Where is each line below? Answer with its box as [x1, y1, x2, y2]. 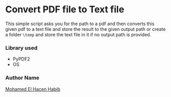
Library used [5, 44, 37, 51]
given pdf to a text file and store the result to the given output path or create [5, 26, 166, 32]
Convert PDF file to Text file [5, 4, 124, 15]
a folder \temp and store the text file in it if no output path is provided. [5, 31, 152, 37]
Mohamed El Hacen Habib [5, 86, 60, 92]
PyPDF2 [12, 56, 30, 62]
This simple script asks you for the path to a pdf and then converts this [5, 21, 155, 27]
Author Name [5, 74, 39, 82]
